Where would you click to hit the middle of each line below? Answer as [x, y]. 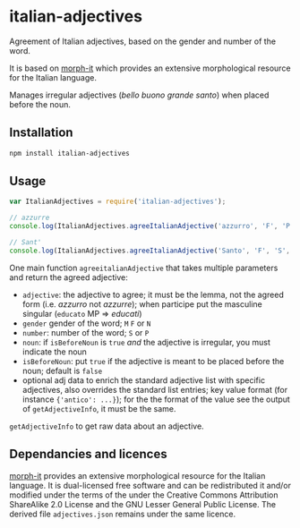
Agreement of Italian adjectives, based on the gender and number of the [142, 41]
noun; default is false [62, 370]
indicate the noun [55, 352]
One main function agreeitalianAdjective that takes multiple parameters [144, 268]
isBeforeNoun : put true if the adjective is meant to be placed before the [153, 361]
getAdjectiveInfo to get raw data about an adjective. [107, 426]
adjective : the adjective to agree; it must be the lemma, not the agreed [153, 294]
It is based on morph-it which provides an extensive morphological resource [150, 68]
